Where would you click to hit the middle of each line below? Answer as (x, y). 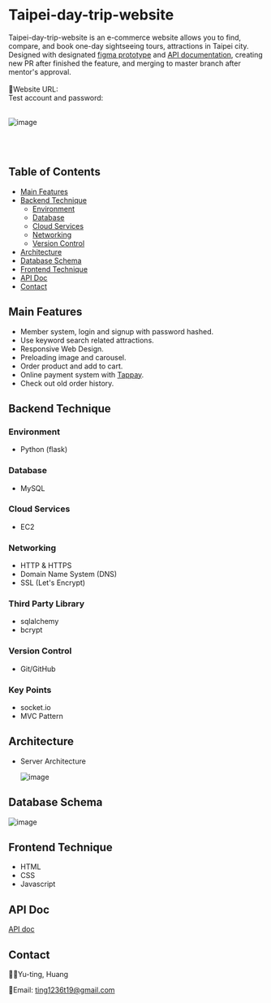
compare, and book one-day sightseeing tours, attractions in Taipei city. (129, 45)
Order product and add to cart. (71, 366)
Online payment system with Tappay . (82, 374)
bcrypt (31, 630)
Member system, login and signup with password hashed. (117, 331)
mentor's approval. (40, 71)
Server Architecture (53, 761)
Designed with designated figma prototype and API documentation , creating (136, 54)
